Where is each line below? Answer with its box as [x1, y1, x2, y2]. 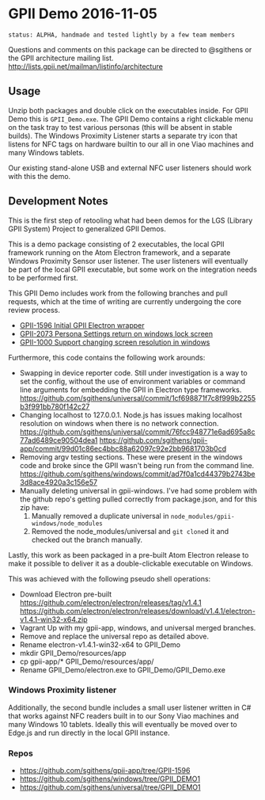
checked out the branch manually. [31, 535, 143, 544]
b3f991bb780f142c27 [19, 402, 90, 411]
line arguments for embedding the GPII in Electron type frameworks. [19, 385, 242, 394]
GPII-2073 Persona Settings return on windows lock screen [19, 329, 214, 338]
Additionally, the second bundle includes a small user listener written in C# [8, 703, 252, 712]
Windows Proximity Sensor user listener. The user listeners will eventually [8, 256, 248, 265]
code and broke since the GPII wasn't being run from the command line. [19, 460, 255, 470]
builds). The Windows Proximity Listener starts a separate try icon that [8, 131, 238, 140]
